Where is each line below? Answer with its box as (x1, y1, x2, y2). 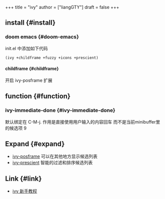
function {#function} (5, 92, 71, 101)
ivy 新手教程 (12, 188, 37, 194)
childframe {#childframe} (5, 66, 59, 71)
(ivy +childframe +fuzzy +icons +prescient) (5, 55, 99, 60)
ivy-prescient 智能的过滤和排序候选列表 (12, 160, 93, 166)
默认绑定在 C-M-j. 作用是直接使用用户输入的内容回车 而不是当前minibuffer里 (5, 119, 160, 125)
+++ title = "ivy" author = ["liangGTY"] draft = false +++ (5, 4, 120, 10)
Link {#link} (5, 174, 42, 183)
